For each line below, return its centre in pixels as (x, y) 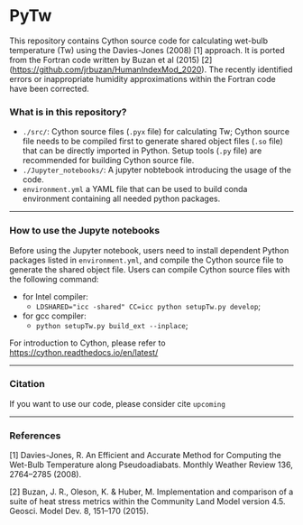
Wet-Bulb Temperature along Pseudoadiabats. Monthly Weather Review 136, (151, 465)
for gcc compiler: (55, 316)
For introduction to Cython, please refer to (87, 343)
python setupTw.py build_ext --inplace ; (112, 325)
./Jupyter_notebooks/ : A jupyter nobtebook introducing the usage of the (156, 170)
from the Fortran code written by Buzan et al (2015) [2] (111, 60)
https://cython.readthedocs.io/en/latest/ (84, 352)
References (35, 436)
